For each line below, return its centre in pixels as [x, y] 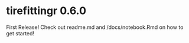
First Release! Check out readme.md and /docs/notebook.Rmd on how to [95, 27]
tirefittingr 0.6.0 [46, 11]
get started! [20, 33]
